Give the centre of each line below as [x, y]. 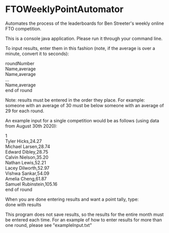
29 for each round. [25, 111]
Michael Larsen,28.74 [28, 146]
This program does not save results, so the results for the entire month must [85, 214]
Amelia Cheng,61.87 [26, 178]
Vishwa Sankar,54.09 [27, 173]
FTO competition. [23, 28]
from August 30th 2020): [31, 126]
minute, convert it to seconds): [37, 54]
